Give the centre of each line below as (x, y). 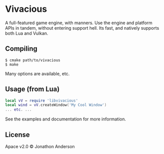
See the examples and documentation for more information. (66, 119)
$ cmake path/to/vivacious (33, 60)
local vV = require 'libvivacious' (42, 100)
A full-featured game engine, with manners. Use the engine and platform (79, 23)
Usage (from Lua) (33, 89)
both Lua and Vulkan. (27, 33)
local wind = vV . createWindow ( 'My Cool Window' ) (56, 105)
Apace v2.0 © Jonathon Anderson (40, 146)
